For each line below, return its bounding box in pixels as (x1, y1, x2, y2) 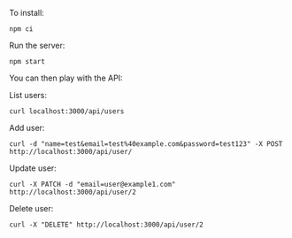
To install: (9, 8, 44, 18)
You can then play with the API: (9, 73, 123, 83)
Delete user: (9, 203, 54, 213)
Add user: (9, 123, 45, 133)
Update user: (9, 163, 58, 173)
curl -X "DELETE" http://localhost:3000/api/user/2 (9, 220, 204, 229)
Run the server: (9, 40, 65, 50)
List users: (9, 90, 47, 100)
